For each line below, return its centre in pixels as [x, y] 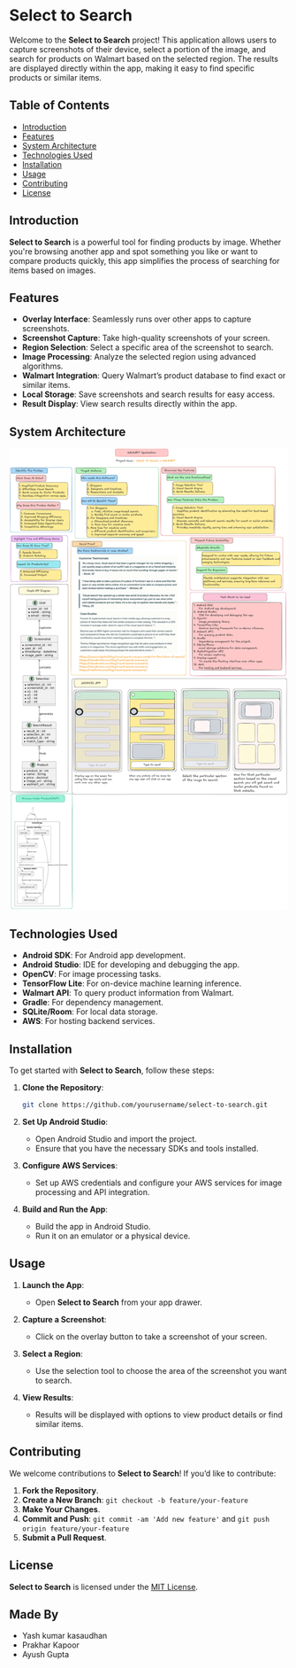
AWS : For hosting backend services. [88, 1021]
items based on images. [53, 270]
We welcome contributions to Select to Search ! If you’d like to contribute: [143, 1473]
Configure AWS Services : [69, 1166]
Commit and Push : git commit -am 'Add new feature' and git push [145, 1518]
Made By [34, 1614]
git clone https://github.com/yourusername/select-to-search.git [144, 1105]
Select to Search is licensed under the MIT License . [104, 1587]
